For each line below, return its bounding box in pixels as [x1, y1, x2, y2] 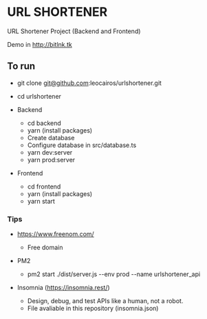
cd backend [27, 119, 62, 127]
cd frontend [27, 182, 61, 191]
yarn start [27, 197, 55, 205]
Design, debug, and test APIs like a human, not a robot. [27, 297, 184, 305]
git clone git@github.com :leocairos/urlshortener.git [17, 79, 162, 87]
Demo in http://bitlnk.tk [7, 40, 72, 48]
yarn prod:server [27, 155, 76, 164]
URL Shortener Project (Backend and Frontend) [7, 27, 141, 35]
